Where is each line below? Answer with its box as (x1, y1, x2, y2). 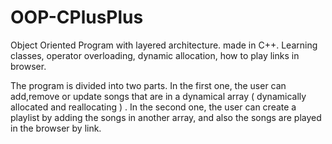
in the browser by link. (10, 122, 102, 134)
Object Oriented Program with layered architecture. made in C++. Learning (10, 39, 318, 51)
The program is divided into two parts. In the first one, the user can (10, 79, 287, 91)
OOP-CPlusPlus (10, 6, 144, 29)
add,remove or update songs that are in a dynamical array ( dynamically (10, 90, 307, 102)
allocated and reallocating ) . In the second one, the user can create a (10, 101, 297, 113)
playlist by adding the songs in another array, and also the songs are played (10, 111, 322, 123)
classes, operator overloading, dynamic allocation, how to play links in (10, 49, 300, 61)
